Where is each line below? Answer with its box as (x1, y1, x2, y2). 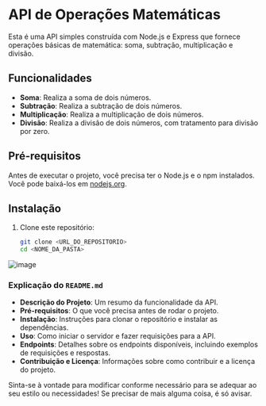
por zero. (19, 126, 50, 136)
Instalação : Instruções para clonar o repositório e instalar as (19, 315, 218, 324)
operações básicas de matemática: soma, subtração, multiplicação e (8, 40, 233, 49)
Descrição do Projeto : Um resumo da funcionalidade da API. (19, 297, 218, 307)
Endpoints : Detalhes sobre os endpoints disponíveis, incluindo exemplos (19, 339, 258, 350)
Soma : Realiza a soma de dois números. (19, 93, 152, 102)
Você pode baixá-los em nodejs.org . (8, 178, 127, 188)
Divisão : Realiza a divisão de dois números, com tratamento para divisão (19, 117, 259, 128)
